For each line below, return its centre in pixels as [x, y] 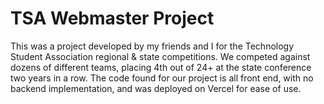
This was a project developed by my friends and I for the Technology [152, 46]
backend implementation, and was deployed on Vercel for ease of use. [156, 88]
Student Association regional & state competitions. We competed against [160, 56]
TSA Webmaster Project [112, 18]
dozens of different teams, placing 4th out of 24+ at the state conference [161, 67]
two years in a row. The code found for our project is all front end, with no [162, 78]
